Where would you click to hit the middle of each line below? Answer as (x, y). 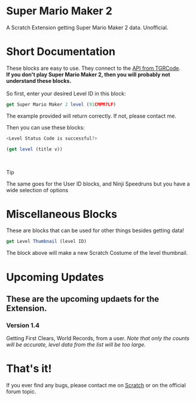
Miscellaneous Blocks (62, 214)
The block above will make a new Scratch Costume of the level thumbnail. (97, 253)
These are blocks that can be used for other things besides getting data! (95, 230)
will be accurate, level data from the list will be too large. (76, 345)
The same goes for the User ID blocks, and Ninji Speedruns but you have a (98, 184)
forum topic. (21, 391)
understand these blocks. (39, 81)
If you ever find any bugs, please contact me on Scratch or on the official (96, 385)
